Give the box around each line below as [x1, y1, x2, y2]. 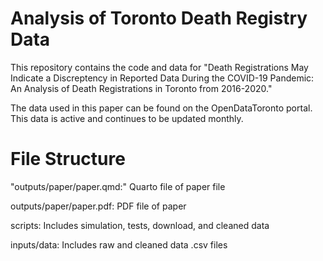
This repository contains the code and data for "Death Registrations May [10, 61, 309, 73]
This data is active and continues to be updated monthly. [10, 112, 244, 124]
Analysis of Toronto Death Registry [10, 7, 308, 30]
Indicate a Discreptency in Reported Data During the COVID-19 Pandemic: [10, 72, 315, 84]
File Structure [10, 148, 126, 171]
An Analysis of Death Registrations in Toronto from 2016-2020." [10, 82, 273, 94]
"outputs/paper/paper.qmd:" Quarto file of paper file [10, 180, 226, 192]
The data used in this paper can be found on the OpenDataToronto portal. [10, 102, 313, 114]
